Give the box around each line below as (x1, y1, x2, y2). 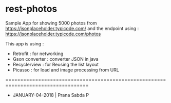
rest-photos (5, 3, 58, 15)
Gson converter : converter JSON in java (12, 56, 99, 62)
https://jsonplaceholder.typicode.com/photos (5, 31, 101, 37)
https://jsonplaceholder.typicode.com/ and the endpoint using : (5, 25, 139, 31)
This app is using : (5, 40, 44, 46)
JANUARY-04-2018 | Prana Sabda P (12, 92, 89, 98)
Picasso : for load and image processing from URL (12, 67, 120, 73)
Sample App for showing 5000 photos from (5, 20, 97, 26)
